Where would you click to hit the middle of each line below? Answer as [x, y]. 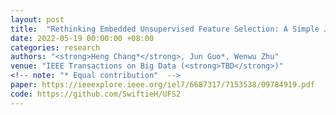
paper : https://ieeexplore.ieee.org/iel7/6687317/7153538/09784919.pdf [162, 85]
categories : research [55, 47]
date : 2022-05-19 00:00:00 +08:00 [82, 38]
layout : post [37, 19]
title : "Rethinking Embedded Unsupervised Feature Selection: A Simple [165, 29]
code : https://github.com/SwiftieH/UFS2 [96, 94]
